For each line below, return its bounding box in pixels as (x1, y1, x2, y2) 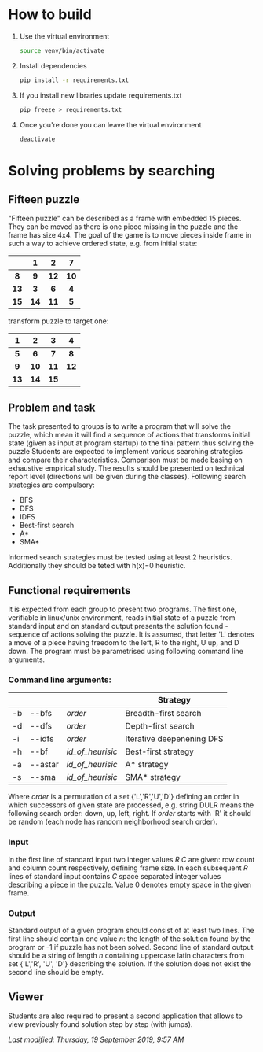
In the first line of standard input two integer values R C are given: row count (8, 855, 255, 864)
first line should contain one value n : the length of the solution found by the (8, 934, 251, 943)
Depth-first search (125, 721, 195, 732)
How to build (8, 6, 92, 24)
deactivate (19, 135, 56, 143)
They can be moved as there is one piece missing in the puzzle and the (8, 222, 239, 231)
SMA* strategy (125, 772, 181, 783)
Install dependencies (19, 61, 88, 70)
